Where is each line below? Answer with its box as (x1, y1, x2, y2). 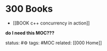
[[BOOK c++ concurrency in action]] (12, 20, 90, 26)
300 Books (5, 3, 53, 15)
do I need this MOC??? (5, 30, 55, 36)
